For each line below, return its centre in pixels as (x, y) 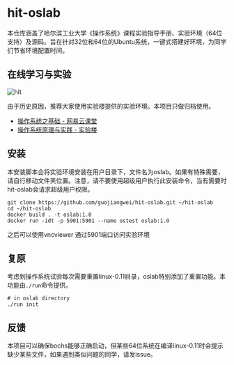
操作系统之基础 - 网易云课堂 (57, 121)
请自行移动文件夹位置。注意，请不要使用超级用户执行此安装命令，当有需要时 (117, 180)
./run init (23, 304)
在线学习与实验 (39, 75)
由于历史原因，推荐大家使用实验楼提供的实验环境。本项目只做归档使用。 (111, 106)
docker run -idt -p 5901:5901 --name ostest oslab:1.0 (88, 221)
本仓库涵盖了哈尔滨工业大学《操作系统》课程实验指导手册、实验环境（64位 (115, 33)
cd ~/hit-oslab (29, 208)
